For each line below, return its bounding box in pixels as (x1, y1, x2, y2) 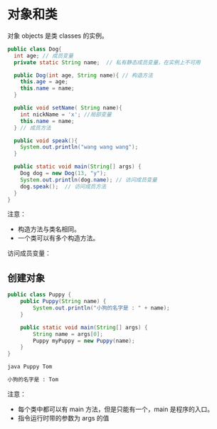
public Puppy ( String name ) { (20, 298, 107, 305)
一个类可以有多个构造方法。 (17, 234, 100, 243)
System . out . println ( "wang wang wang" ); (20, 144, 139, 151)
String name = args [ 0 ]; (33, 330, 103, 338)
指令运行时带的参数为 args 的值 (17, 413, 110, 422)
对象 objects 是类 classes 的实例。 (7, 31, 108, 40)
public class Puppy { (7, 291, 72, 299)
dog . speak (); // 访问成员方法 (20, 183, 107, 190)
